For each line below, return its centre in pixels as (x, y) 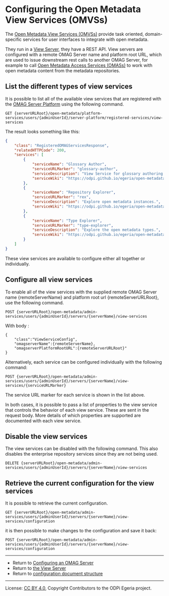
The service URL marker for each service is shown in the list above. (75, 394)
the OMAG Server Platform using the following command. (65, 104)
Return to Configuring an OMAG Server (53, 563)
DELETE (12, 463)
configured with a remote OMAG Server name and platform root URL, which (83, 55)
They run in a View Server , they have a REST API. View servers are (74, 49)
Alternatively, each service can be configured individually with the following (83, 362)
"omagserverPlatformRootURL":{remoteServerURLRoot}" (71, 348)
